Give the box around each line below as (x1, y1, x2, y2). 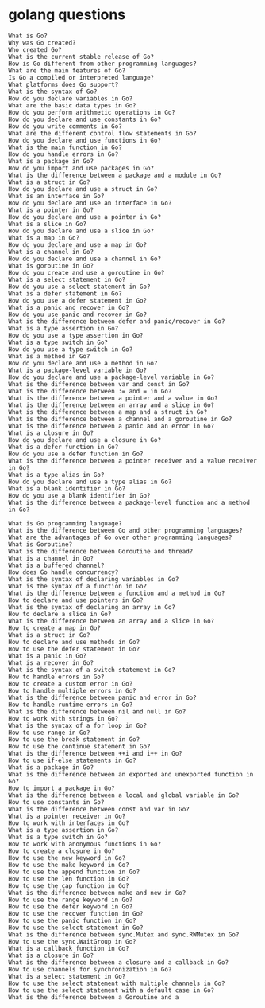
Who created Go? (8, 45, 62, 53)
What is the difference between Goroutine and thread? (8, 547, 194, 555)
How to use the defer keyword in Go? (8, 902, 133, 911)
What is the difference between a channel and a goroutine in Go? (8, 415, 232, 423)
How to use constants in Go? (8, 798, 105, 806)
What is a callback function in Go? (8, 944, 129, 952)
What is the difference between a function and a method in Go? (8, 589, 225, 597)
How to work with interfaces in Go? (8, 819, 129, 827)
